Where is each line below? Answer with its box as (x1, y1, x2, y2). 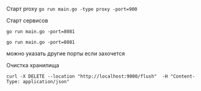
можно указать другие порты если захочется (6, 50, 125, 57)
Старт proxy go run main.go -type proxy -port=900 (6, 5, 137, 12)
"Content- (170, 73, 196, 79)
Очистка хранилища (6, 62, 59, 69)
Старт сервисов (6, 17, 48, 24)
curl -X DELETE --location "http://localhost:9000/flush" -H (6, 73, 168, 79)
